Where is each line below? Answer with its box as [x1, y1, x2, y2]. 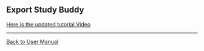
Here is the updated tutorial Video [6, 20, 91, 28]
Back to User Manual [6, 38, 59, 45]
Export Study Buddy [6, 5, 84, 15]
